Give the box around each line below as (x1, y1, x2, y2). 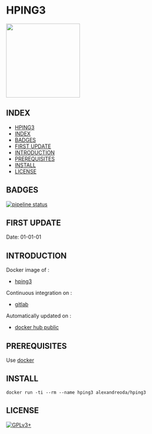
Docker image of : (6, 266, 49, 274)
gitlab (14, 301, 29, 308)
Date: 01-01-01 (6, 233, 41, 240)
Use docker (6, 356, 34, 364)
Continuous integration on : (6, 290, 72, 297)
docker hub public (14, 324, 59, 331)
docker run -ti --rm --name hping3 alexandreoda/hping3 (6, 389, 146, 396)
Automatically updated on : (6, 312, 72, 320)
